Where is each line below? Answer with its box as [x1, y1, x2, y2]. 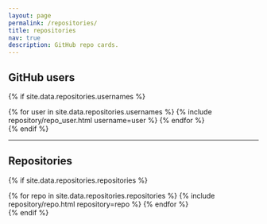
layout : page [8, 11, 52, 20]
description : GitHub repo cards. [8, 41, 119, 49]
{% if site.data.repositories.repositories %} [8, 176, 149, 185]
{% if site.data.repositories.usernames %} [8, 91, 145, 101]
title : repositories [8, 26, 77, 34]
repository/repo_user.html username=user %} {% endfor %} [8, 115, 205, 125]
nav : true [8, 33, 41, 42]
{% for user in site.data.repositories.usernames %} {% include [8, 106, 212, 116]
